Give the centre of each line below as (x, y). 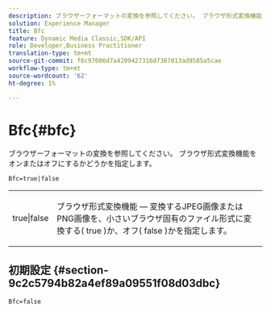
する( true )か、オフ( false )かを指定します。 (148, 231)
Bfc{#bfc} (42, 130)
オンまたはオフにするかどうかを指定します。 (82, 164)
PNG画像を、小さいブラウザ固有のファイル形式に (150, 218)
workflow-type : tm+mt (45, 69)
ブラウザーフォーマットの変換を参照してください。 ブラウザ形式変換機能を (133, 153)
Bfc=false (25, 302)
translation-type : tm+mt (50, 53)
